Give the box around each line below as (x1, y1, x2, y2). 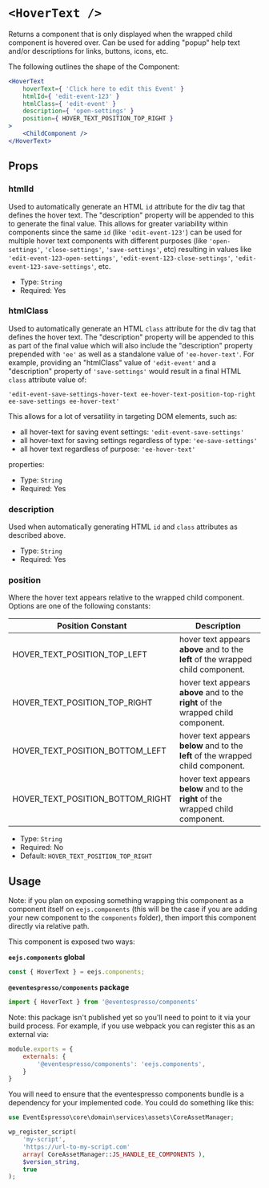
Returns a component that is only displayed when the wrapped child (8, 29, 233, 39)
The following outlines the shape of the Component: (8, 62, 180, 71)
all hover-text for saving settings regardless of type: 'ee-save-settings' (19, 435, 258, 445)
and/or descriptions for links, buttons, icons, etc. (8, 46, 169, 55)
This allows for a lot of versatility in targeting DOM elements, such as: (8, 411, 238, 421)
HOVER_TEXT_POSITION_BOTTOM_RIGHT (12, 793, 172, 804)
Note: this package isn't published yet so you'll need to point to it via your (8, 1012, 251, 1022)
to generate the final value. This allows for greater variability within (8, 218, 228, 228)
